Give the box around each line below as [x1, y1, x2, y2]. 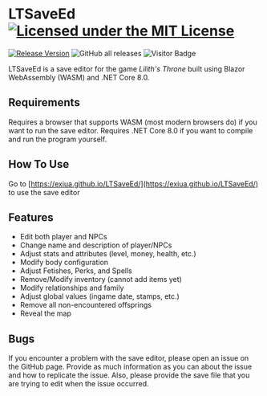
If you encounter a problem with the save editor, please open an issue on [8, 353, 249, 363]
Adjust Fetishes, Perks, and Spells [19, 266, 132, 276]
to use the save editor [8, 187, 80, 197]
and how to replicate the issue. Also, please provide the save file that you [8, 370, 250, 380]
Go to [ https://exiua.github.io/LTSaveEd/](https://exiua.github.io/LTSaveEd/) [8, 178, 259, 189]
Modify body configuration [19, 258, 109, 267]
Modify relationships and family [19, 283, 124, 293]
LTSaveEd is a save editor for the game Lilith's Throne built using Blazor [8, 63, 245, 73]
